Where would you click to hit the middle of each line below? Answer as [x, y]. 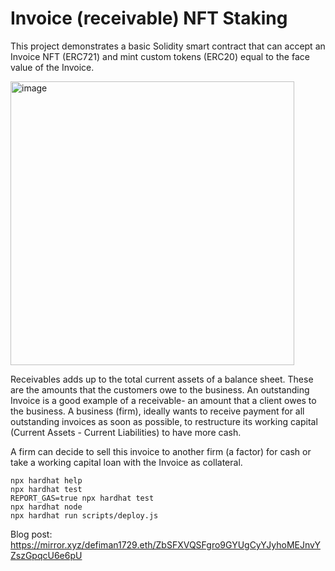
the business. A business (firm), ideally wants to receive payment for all [157, 411]
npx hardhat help [46, 480]
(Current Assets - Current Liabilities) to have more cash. [126, 432]
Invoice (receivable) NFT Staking [149, 18]
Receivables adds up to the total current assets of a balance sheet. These [162, 379]
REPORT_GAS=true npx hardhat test [82, 498]
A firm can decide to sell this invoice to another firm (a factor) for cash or [161, 451]
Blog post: [31, 534]
